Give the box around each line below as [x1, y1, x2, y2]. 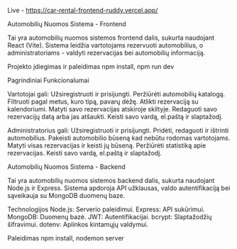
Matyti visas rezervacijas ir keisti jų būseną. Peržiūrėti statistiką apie [7, 141, 206, 150]
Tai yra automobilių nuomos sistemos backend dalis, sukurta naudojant [7, 177, 215, 184]
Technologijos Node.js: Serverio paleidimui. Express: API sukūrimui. [7, 205, 205, 214]
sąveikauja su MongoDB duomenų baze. [7, 192, 126, 199]
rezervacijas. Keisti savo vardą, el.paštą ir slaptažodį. [7, 149, 162, 157]
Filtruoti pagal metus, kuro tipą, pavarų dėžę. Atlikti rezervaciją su [7, 97, 199, 106]
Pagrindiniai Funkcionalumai [7, 76, 90, 84]
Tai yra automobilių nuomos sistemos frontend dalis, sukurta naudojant [7, 33, 215, 42]
